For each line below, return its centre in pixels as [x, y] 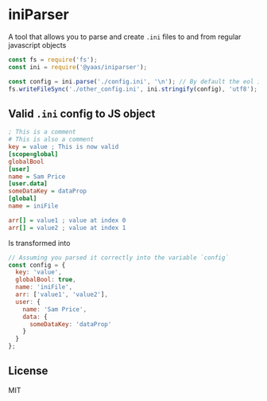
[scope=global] [33, 154]
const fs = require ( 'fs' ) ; [53, 60]
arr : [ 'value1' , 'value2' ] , [62, 294]
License [28, 371]
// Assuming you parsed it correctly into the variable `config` [118, 257]
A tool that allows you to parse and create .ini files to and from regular [125, 37]
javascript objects [37, 45]
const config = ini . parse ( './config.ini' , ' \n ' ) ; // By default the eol [131, 81]
